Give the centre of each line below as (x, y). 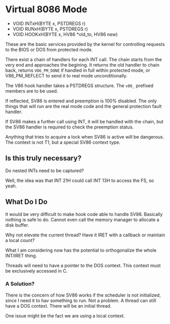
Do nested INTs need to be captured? (45, 170)
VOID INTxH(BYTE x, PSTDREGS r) (49, 23)
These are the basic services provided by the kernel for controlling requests (85, 44)
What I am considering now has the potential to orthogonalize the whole (81, 250)
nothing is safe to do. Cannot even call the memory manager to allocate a (82, 220)
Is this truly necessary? (43, 158)
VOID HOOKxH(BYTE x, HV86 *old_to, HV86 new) (65, 34)
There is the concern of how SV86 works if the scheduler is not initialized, (83, 295)
